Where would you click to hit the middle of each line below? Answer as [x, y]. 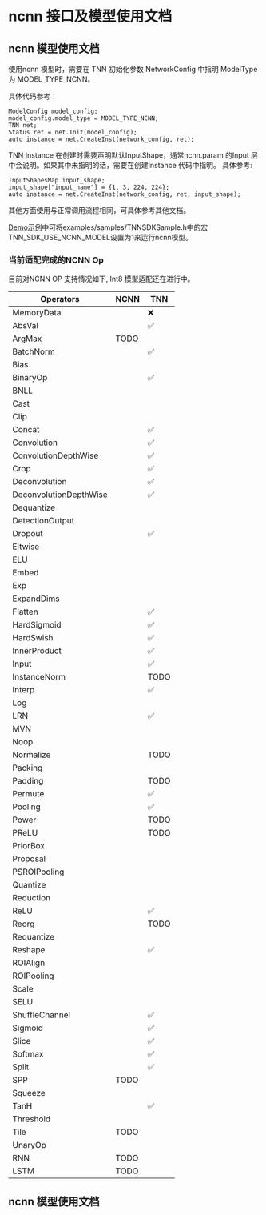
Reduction [31, 898]
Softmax [28, 1054]
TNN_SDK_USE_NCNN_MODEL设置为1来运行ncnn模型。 [101, 237]
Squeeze [29, 1093]
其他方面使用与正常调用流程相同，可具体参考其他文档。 [99, 210]
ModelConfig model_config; [53, 111]
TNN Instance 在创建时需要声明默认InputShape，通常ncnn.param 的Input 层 [133, 155]
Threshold [32, 1119]
